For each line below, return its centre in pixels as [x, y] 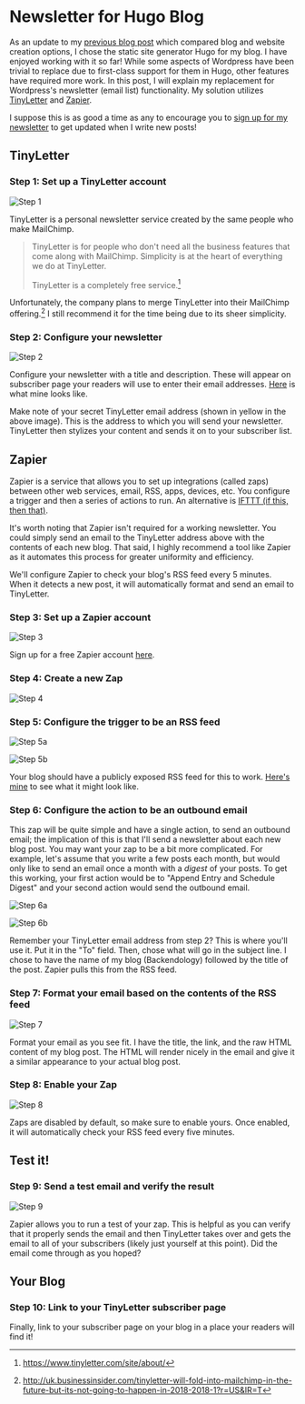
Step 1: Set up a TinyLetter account [88, 182]
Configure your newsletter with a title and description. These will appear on [150, 375]
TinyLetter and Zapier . [51, 100]
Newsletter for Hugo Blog [107, 17]
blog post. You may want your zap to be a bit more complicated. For [136, 849]
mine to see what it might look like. [74, 786]
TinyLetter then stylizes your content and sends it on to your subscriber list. [151, 431]
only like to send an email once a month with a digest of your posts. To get [148, 868]
